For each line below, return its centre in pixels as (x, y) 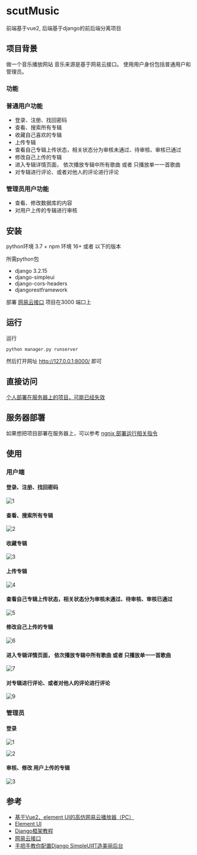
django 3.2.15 (31, 271)
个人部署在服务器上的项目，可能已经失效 (55, 397)
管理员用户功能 (28, 188)
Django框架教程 (34, 831)
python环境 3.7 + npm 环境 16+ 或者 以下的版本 (64, 246)
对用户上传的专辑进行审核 (46, 210)
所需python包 (23, 259)
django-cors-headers (41, 284)
